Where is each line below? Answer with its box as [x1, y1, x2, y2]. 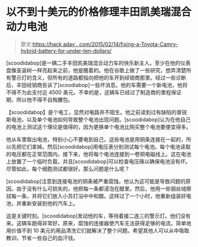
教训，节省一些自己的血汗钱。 [6, 234, 78, 241]
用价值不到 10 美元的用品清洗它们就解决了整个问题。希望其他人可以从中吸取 [6, 227, 190, 234]
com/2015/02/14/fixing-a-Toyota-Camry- [79, 41, 179, 48]
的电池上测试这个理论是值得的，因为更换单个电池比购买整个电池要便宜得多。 [6, 123, 192, 130]
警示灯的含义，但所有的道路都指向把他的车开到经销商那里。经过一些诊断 [11, 74, 186, 81]
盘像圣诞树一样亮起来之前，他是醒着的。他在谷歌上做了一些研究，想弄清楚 [6, 66, 186, 74]
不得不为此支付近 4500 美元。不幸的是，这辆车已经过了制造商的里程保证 [6, 89, 182, 96]
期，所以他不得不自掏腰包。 [6, 96, 73, 103]
